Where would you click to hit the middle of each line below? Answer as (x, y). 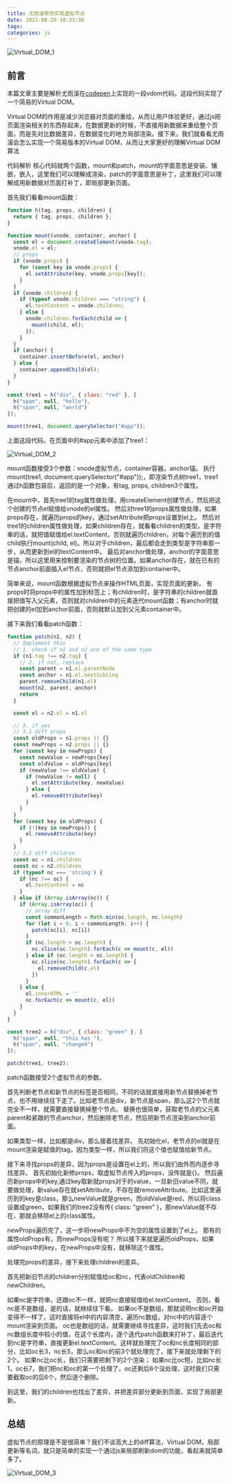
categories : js (29, 33)
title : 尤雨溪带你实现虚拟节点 (46, 13)
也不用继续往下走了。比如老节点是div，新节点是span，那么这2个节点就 (119, 1101)
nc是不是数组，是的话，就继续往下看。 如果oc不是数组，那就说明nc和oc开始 (115, 1308)
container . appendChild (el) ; (59, 370)
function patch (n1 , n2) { (44, 637)
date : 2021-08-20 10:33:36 (46, 20)
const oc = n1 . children (47, 860)
